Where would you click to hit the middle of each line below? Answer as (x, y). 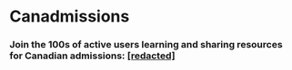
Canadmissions (70, 17)
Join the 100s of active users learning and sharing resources (146, 45)
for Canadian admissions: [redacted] (92, 56)
